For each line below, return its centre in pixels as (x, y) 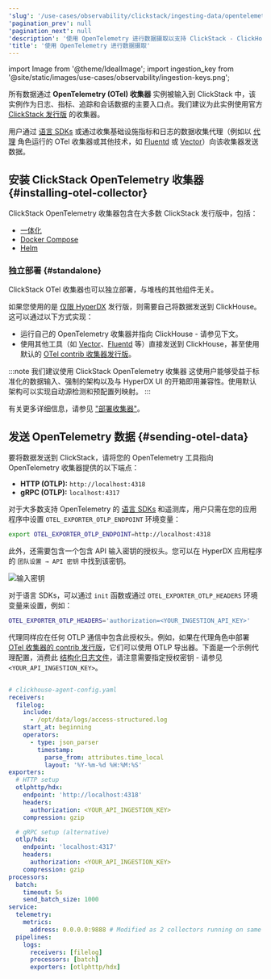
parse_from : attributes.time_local (104, 757)
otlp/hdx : (32, 840)
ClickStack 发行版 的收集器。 (56, 115)
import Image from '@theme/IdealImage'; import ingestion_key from (121, 69)
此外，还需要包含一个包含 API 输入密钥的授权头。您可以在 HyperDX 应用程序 (135, 551)
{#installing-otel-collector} (78, 193)
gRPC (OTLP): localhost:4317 (70, 493)
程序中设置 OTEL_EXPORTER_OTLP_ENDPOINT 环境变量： (95, 519)
